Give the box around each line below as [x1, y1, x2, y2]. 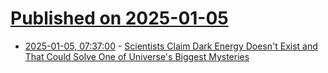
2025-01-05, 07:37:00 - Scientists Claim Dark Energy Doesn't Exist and [24, 40, 318, 52]
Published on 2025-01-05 [10, 7, 229, 30]
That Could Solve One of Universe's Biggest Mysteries [24, 50, 250, 62]
